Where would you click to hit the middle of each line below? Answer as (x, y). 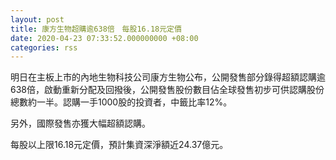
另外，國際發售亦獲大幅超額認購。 (80, 123)
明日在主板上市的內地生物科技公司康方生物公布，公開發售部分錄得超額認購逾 (168, 77)
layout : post (37, 19)
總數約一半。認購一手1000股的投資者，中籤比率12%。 (121, 102)
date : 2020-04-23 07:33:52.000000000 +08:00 (104, 38)
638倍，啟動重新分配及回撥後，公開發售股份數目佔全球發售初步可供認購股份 (167, 90)
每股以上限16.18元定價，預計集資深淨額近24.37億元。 (119, 145)
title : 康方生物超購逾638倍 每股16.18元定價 (96, 29)
